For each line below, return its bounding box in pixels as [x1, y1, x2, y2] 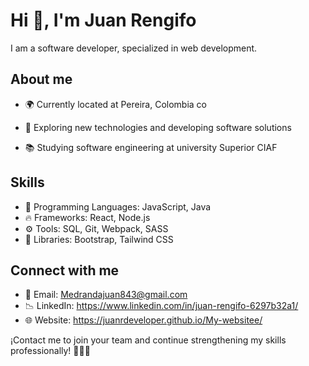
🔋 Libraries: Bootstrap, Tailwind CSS [24, 233, 174, 245]
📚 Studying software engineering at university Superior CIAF [24, 141, 278, 153]
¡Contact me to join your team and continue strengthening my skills [10, 334, 287, 346]
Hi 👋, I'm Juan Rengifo [10, 9, 197, 32]
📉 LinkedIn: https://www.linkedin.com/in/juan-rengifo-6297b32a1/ [24, 300, 299, 312]
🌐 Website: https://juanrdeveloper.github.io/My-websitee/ [24, 314, 263, 326]
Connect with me [10, 262, 120, 279]
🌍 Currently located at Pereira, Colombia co [24, 98, 207, 110]
